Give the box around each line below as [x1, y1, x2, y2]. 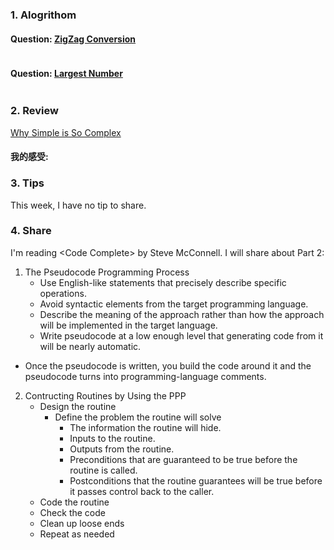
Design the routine [39, 400, 117, 412]
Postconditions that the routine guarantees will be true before [69, 474, 323, 487]
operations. [39, 287, 87, 299]
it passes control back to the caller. [69, 485, 215, 497]
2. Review [10, 104, 59, 118]
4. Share [10, 224, 52, 238]
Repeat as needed [39, 528, 115, 540]
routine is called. [69, 464, 138, 476]
